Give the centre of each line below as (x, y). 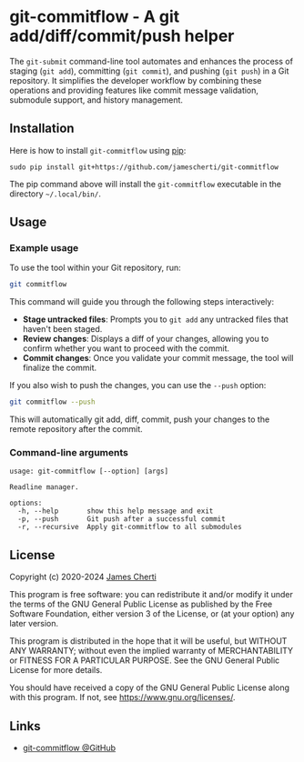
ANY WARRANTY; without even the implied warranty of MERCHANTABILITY (152, 651)
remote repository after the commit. (76, 429)
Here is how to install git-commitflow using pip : (98, 150)
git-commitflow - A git (95, 17)
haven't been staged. (62, 329)
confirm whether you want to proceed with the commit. (126, 348)
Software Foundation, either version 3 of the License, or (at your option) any (152, 614)
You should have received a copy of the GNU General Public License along (149, 687)
